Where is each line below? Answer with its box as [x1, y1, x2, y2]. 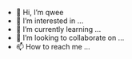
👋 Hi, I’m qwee [15, 8, 64, 17]
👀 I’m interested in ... [15, 16, 84, 26]
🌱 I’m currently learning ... [15, 25, 102, 33]
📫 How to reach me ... [15, 42, 90, 51]
